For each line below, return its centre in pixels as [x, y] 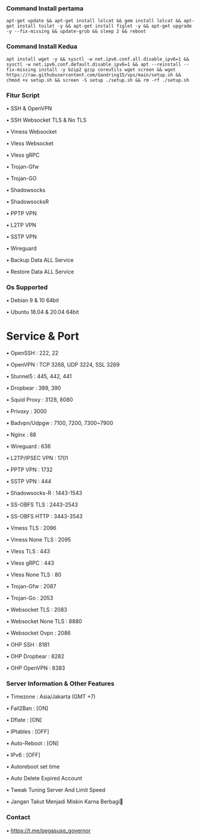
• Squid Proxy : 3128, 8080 [40, 400]
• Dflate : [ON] [24, 720]
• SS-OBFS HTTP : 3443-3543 [44, 517]
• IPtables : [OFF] [28, 732]
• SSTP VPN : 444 [29, 481]
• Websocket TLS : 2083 [37, 610]
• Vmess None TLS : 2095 [39, 540]
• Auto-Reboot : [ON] [32, 743]
